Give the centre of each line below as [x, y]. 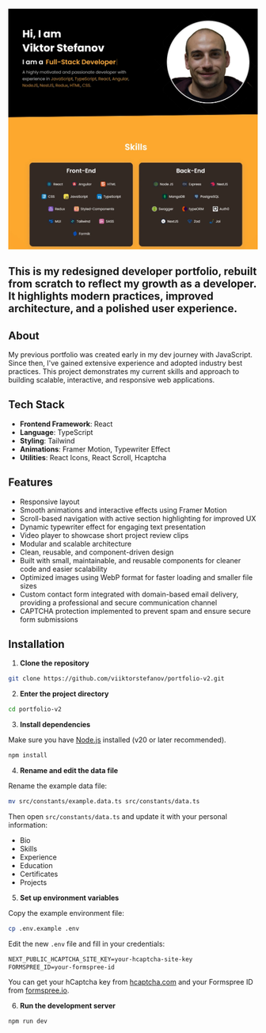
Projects [33, 882]
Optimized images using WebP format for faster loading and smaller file [136, 577]
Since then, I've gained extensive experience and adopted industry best [125, 363]
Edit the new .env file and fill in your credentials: [86, 943]
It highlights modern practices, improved [111, 297]
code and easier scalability [63, 569]
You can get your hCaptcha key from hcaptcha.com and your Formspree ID [131, 982]
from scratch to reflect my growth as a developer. [133, 284]
